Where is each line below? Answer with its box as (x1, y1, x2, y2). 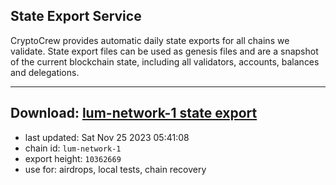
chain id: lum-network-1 (24, 142, 122, 154)
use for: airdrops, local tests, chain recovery (24, 163, 207, 175)
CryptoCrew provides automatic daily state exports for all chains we (10, 34, 290, 46)
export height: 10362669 (24, 152, 122, 164)
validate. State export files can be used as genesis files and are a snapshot (10, 45, 319, 57)
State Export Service (10, 8, 142, 25)
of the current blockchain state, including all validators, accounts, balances (10, 55, 320, 68)
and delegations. (10, 66, 80, 78)
